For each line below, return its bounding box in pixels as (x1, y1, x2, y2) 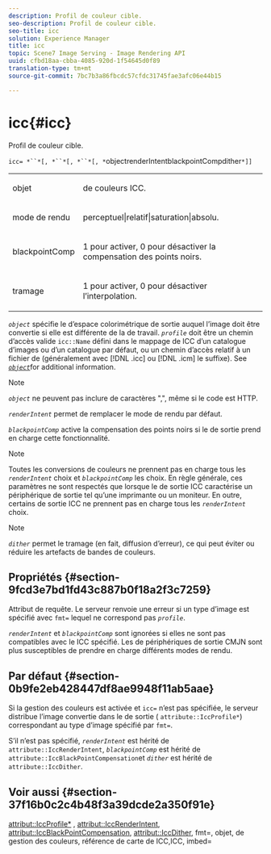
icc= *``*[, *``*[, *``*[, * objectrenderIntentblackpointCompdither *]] (8, 156, 252, 165)
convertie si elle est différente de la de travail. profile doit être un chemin (8, 328, 254, 337)
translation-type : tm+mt (8, 65, 92, 73)
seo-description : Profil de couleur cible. (8, 19, 157, 27)
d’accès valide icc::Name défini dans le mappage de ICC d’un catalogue (8, 336, 246, 345)
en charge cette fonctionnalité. (8, 433, 110, 442)
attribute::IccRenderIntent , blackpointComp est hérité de (8, 744, 201, 755)
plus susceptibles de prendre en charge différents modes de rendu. (8, 646, 232, 655)
